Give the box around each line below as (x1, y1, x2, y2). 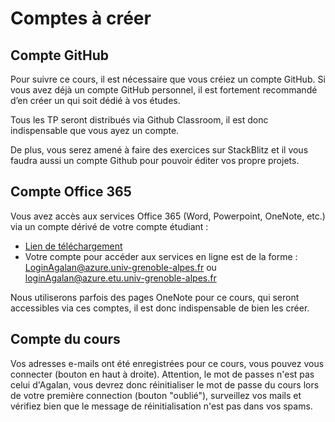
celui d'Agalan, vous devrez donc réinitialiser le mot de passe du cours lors (10, 378, 320, 391)
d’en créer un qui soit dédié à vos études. (10, 95, 181, 106)
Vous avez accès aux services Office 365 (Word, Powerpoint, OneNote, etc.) (10, 210, 326, 222)
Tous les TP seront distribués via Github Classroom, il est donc (10, 114, 269, 126)
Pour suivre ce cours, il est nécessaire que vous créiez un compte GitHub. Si (10, 73, 326, 85)
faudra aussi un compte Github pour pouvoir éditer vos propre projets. (10, 155, 300, 166)
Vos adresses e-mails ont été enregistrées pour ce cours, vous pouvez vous (10, 357, 325, 369)
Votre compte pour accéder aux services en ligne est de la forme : (24, 250, 298, 262)
